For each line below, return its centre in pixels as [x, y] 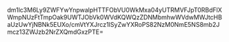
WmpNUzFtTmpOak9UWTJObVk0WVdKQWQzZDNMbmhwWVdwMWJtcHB [115, 17]
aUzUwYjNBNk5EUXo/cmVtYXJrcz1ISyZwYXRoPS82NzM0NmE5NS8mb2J [113, 24]
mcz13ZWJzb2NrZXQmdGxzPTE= [55, 32]
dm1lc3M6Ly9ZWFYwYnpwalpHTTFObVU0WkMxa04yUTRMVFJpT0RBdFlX [114, 10]
